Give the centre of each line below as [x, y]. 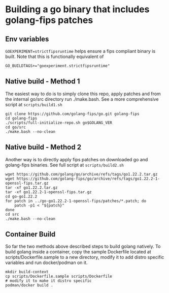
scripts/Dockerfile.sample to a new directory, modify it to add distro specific [85, 257]
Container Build [30, 234]
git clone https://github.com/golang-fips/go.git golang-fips [72, 114]
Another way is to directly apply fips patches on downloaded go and [77, 159]
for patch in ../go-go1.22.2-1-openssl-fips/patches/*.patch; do [76, 201]
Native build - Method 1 [43, 82]
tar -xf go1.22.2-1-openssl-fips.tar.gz [49, 192]
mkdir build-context [27, 272]
